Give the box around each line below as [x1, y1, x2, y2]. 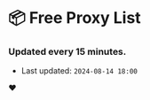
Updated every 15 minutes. [8, 46, 127, 58]
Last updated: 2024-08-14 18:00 [20, 65, 138, 76]
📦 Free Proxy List [8, 8, 141, 28]
